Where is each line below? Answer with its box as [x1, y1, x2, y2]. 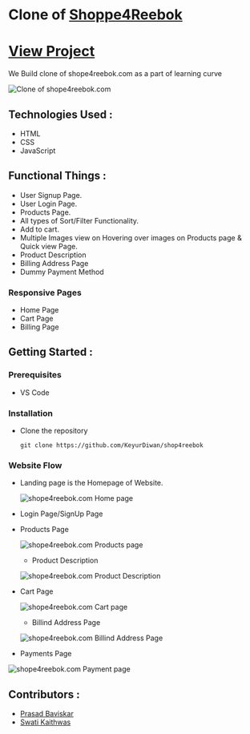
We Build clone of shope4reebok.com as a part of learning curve [8, 69, 223, 79]
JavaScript [19, 146, 56, 155]
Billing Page [19, 322, 59, 332]
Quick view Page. [19, 241, 78, 251]
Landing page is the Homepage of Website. [19, 478, 163, 488]
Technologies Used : [8, 107, 113, 121]
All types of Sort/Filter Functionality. [19, 216, 139, 225]
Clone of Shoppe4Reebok [8, 6, 183, 24]
